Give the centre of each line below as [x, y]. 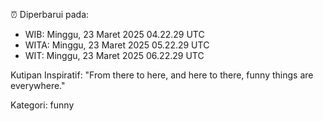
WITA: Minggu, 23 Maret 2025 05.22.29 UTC [117, 45]
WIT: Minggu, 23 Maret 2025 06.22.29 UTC [114, 55]
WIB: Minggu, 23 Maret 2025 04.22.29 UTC [114, 34]
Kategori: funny [42, 105]
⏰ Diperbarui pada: [50, 14]
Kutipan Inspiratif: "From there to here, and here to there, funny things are [162, 75]
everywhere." [38, 85]
